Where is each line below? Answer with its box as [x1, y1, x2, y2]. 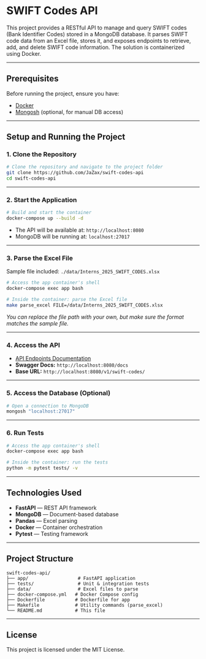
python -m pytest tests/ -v [6, 465, 78, 471]
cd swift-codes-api [6, 175, 56, 181]
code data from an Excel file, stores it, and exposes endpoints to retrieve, [6, 37, 191, 44]
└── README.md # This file [6, 608, 105, 614]
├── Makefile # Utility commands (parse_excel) [6, 602, 164, 608]
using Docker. [6, 50, 42, 57]
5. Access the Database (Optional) [6, 389, 111, 397]
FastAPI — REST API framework [15, 504, 97, 511]
